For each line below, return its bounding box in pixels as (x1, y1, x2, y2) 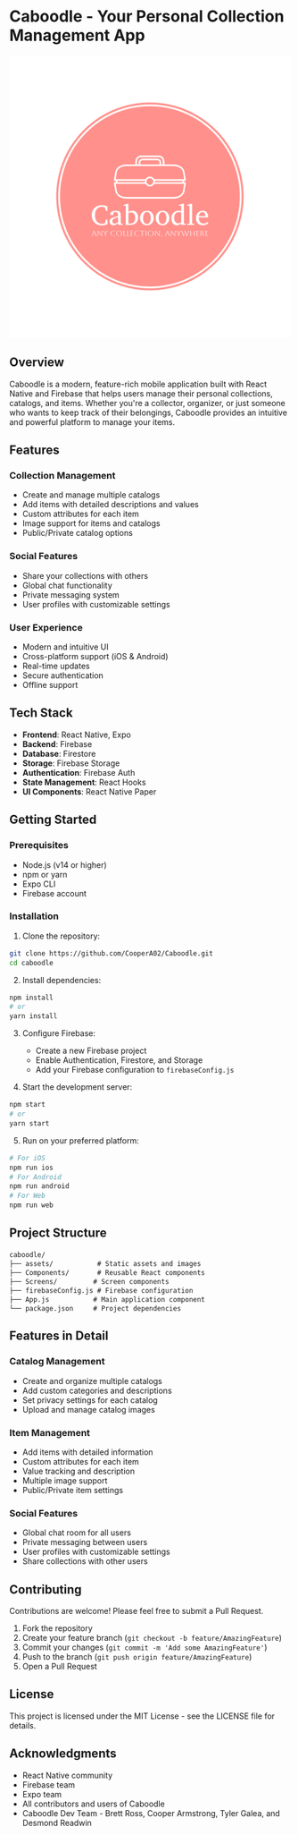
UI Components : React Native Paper (21, 786, 157, 797)
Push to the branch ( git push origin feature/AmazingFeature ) (21, 1651, 252, 1661)
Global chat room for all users (21, 1527, 132, 1538)
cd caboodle (9, 958, 54, 967)
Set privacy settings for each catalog (21, 1394, 158, 1406)
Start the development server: (21, 1082, 133, 1092)
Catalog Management (9, 1355, 105, 1368)
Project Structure (9, 1226, 107, 1241)
